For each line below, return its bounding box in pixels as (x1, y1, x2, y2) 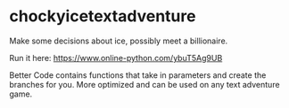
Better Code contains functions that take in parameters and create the (9, 69, 267, 81)
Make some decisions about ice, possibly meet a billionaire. (9, 35, 228, 46)
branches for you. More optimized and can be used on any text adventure (9, 79, 280, 89)
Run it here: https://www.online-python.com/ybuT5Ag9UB (9, 52, 223, 63)
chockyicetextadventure (9, 6, 196, 27)
